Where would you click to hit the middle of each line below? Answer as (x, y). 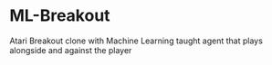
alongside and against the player (71, 50)
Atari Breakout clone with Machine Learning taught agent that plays (136, 41)
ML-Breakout (60, 16)
